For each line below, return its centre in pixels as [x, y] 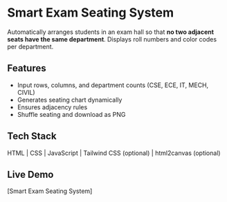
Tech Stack [32, 136]
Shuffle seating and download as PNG [71, 114]
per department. [30, 46]
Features [27, 68]
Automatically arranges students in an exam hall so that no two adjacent [111, 32]
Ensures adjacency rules [52, 107]
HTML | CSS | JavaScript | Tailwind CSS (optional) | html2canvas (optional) [114, 153]
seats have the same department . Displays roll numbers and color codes [112, 39]
